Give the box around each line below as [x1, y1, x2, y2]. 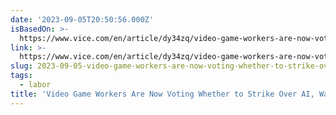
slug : [10, 61, 33, 71]
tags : [10, 71, 33, 81]
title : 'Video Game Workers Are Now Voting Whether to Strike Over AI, [10, 89, 315, 99]
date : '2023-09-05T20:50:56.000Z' [10, 14, 155, 25]
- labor [19, 80, 52, 90]
